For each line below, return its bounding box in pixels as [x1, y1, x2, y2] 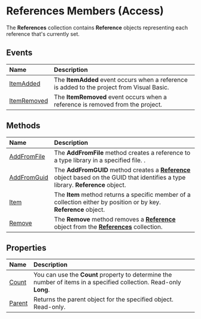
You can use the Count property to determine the [33, 271, 172, 279]
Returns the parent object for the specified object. [33, 295, 173, 303]
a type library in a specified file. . [54, 156, 146, 164]
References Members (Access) [6, 4, 164, 18]
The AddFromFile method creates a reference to [54, 148, 191, 157]
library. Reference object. [54, 181, 126, 189]
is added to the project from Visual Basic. [53, 83, 169, 91]
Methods [6, 121, 41, 131]
